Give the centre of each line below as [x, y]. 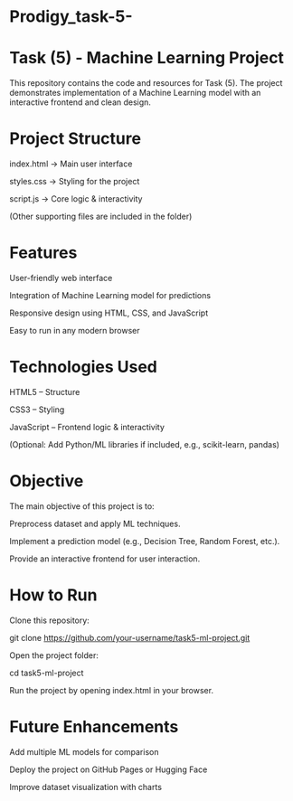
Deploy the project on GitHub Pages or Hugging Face [109, 769]
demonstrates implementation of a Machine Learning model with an [135, 93]
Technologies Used [84, 367]
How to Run [53, 595]
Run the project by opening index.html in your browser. [112, 690]
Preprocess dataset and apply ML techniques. [95, 523]
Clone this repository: [50, 620]
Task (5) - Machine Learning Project [147, 58]
